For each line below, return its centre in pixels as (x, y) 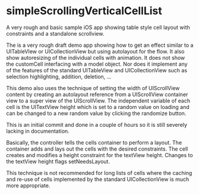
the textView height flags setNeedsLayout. (58, 161)
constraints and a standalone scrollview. (55, 33)
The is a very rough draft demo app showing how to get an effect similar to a (100, 45)
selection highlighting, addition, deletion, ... (59, 76)
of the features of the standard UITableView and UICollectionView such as (97, 70)
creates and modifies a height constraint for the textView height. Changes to (99, 155)
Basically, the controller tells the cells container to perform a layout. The (94, 142)
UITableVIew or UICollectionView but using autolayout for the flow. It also (95, 51)
